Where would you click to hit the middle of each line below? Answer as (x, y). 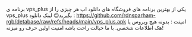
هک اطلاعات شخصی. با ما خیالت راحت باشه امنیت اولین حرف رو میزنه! (85, 28)
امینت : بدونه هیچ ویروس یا (157, 21)
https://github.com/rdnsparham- (116, 15)
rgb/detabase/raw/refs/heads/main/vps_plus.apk (66, 21)
